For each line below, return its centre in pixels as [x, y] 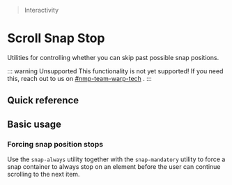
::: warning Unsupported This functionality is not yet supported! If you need [115, 71]
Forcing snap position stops [55, 144]
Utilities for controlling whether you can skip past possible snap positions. [113, 57]
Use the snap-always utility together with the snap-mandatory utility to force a [116, 159]
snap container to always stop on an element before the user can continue [114, 167]
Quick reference [43, 101]
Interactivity [41, 10]
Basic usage [34, 124]
